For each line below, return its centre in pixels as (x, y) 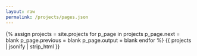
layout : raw (20, 11)
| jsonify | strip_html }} (33, 46)
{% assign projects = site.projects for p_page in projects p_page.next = (93, 34)
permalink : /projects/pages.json (47, 17)
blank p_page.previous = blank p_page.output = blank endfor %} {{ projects (98, 40)
